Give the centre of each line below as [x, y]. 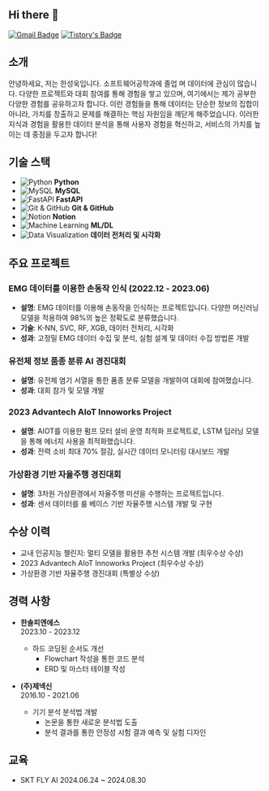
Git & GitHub [93, 208]
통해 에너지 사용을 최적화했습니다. [82, 441]
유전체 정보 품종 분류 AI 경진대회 [67, 361]
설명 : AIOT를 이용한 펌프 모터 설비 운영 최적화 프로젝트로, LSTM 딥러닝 [132, 431]
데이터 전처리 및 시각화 [126, 235]
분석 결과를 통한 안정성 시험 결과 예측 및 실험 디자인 [125, 732]
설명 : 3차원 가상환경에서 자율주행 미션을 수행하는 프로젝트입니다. [122, 493]
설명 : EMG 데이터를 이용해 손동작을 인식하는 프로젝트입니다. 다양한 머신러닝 [139, 308]
